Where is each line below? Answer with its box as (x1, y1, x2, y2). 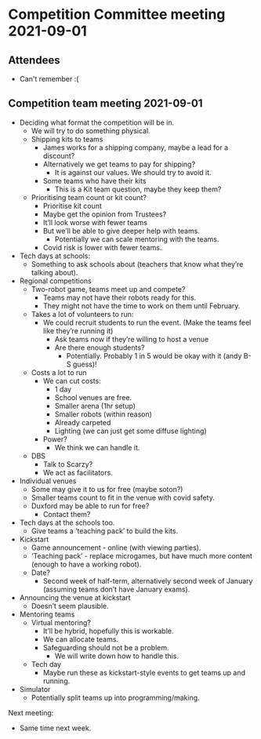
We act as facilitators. (42, 468, 114, 477)
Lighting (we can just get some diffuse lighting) (54, 426, 207, 435)
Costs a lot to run (31, 367, 88, 377)
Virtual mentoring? (31, 617, 92, 627)
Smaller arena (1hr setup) (54, 401, 136, 410)
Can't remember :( (19, 75, 79, 83)
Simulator (19, 684, 51, 693)
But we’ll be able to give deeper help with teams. (42, 226, 200, 235)
